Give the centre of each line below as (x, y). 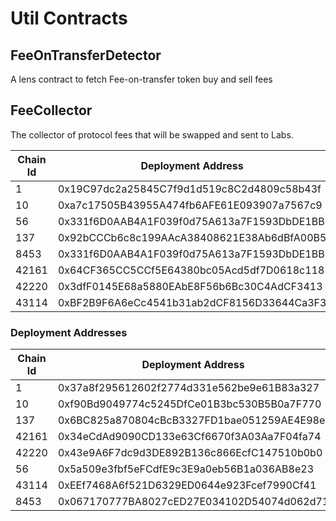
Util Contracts (69, 18)
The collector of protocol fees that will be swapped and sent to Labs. (152, 134)
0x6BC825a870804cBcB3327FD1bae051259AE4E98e (191, 420)
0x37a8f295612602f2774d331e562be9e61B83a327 (188, 388)
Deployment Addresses (69, 332)
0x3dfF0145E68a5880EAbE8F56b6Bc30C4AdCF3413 (190, 286)
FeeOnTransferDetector (86, 55)
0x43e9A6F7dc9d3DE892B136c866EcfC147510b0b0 (190, 453)
